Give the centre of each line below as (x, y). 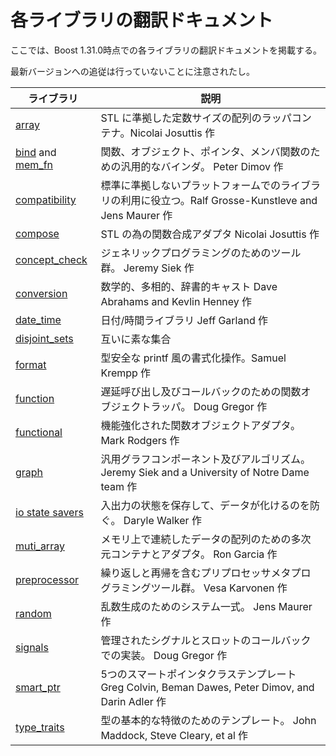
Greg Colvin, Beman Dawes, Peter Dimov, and (207, 687)
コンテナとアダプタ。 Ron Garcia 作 (194, 554)
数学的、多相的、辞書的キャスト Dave (189, 286)
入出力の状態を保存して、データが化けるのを (205, 505)
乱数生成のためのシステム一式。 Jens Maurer (206, 606)
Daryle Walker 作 (162, 520)
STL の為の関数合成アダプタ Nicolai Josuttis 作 (210, 234)
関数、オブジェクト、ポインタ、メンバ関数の (205, 151)
